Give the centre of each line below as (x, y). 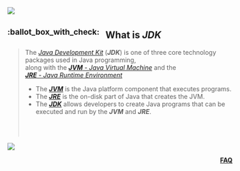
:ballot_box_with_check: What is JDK (85, 34)
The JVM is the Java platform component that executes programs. (134, 88)
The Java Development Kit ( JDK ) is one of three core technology (120, 52)
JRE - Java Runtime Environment (74, 75)
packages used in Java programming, (80, 60)
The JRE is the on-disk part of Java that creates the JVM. (120, 96)
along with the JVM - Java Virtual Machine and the (100, 67)
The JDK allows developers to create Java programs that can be (130, 104)
